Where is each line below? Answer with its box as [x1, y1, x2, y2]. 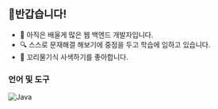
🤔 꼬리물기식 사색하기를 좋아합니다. [19, 52, 129, 62]
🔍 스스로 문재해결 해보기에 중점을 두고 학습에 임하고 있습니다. [19, 39, 211, 49]
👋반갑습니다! [8, 7, 67, 21]
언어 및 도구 [8, 73, 50, 85]
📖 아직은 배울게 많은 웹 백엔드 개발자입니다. [19, 30, 154, 39]
